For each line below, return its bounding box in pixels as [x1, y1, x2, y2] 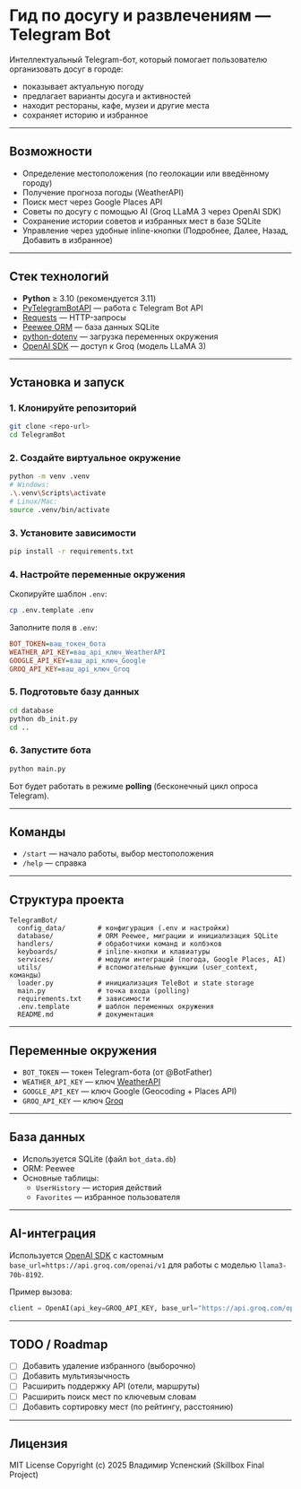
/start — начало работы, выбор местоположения [21, 849, 214, 859]
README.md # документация [17, 1010, 154, 1019]
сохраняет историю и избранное [21, 109, 149, 120]
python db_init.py [9, 714, 78, 723]
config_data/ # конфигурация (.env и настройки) [17, 924, 230, 933]
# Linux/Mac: [9, 497, 58, 506]
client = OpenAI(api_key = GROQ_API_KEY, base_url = [9, 1303, 199, 1312]
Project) [9, 1469, 39, 1480]
